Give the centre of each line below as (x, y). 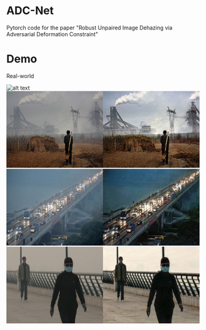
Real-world (20, 76)
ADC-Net (30, 11)
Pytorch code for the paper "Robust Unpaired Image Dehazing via (90, 28)
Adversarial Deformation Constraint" (52, 34)
